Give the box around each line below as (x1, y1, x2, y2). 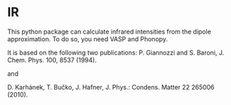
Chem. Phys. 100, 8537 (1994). (7, 55, 97, 64)
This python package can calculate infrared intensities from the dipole (7, 27, 212, 36)
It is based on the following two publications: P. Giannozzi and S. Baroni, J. (7, 48, 225, 57)
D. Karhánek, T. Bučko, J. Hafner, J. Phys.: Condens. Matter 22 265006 (7, 83, 215, 91)
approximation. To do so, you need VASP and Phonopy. (7, 34, 168, 43)
